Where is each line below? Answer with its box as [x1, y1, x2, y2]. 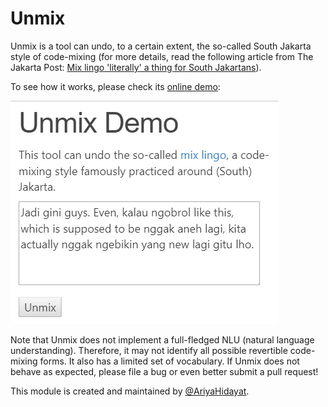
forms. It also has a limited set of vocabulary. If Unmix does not [39, 355, 300, 367]
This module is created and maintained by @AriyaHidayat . [10, 385, 250, 397]
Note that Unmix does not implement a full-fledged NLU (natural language [10, 333, 315, 346]
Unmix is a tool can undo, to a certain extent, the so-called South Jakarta [10, 40, 312, 52]
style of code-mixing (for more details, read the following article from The [10, 50, 314, 62]
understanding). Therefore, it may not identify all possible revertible [10, 344, 288, 356]
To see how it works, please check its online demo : [10, 80, 221, 92]
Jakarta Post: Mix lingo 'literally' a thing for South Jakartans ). [10, 61, 262, 73]
